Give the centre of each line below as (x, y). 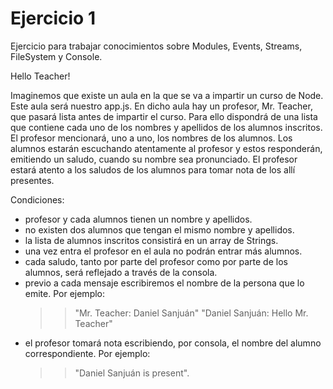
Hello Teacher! (40, 76)
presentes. (32, 180)
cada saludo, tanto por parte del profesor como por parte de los (156, 261)
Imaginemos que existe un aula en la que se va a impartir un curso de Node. (167, 95)
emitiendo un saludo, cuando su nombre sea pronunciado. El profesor (154, 159)
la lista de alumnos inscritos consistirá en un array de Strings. (151, 240)
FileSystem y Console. (56, 56)
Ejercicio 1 (53, 18)
